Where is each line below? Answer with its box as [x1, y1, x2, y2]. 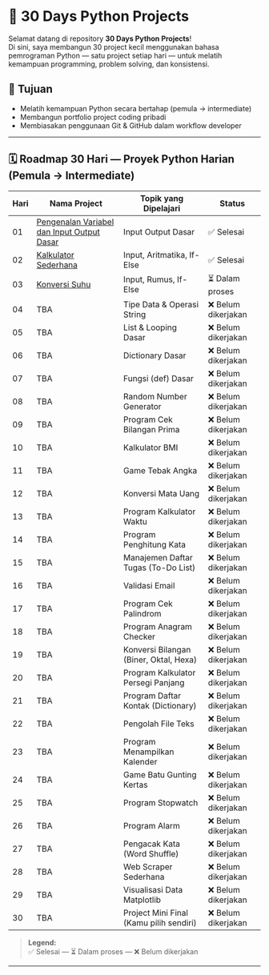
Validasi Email [122, 580, 175, 591]
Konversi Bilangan [122, 644, 191, 655]
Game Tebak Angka [122, 464, 198, 475]
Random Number [122, 391, 187, 402]
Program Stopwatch [122, 796, 199, 808]
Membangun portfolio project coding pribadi [19, 112, 167, 122]
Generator [122, 400, 162, 411]
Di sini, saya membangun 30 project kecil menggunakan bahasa [8, 42, 219, 51]
